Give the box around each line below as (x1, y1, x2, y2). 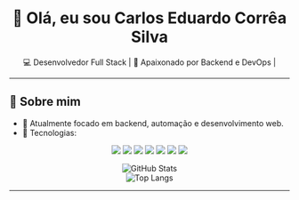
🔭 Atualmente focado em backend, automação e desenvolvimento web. (21, 117, 285, 128)
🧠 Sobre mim (9, 94, 82, 109)
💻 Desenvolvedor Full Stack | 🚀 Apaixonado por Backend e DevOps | (22, 57, 277, 68)
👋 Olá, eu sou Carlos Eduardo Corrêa (12, 8, 287, 28)
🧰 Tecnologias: (21, 127, 77, 138)
